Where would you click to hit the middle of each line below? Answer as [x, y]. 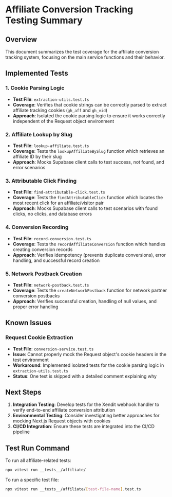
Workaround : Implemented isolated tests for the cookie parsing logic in [88, 365]
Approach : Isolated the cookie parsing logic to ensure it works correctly [89, 116]
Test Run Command [37, 448]
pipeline [21, 432]
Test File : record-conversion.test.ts [52, 238]
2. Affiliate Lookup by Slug [39, 134]
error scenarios [29, 167]
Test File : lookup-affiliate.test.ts [51, 146]
